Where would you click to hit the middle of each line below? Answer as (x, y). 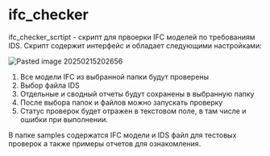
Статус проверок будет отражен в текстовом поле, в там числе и (133, 111)
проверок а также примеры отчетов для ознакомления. (105, 143)
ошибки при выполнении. (64, 119)
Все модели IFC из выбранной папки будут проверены (114, 76)
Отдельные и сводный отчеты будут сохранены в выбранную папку (137, 93)
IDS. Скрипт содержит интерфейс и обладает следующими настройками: (135, 45)
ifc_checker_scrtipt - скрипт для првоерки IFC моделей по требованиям (132, 37)
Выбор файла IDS (50, 85)
